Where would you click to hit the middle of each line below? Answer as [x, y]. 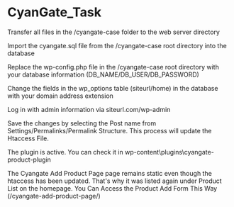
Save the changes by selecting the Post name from [82, 123]
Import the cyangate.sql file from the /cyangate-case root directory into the [117, 45]
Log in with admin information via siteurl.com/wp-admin [89, 109]
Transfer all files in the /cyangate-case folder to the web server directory [113, 32]
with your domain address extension [60, 96]
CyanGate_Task [54, 12]
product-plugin [29, 160]
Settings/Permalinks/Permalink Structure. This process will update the [110, 130]
